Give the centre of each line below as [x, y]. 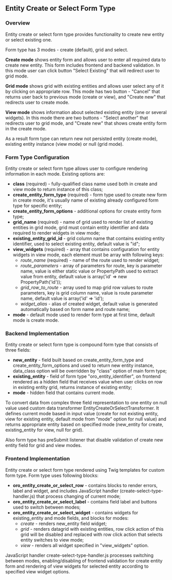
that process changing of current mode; [78, 496]
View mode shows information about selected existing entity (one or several [86, 112]
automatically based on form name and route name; [75, 309]
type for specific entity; [37, 205]
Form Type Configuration [37, 157]
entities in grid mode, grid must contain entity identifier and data [81, 227]
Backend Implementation [37, 333]
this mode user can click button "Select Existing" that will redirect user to [83, 70]
